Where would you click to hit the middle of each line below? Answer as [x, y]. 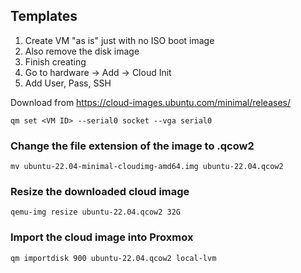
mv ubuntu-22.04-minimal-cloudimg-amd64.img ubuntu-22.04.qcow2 [147, 167]
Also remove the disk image [82, 51]
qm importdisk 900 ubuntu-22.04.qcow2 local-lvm [113, 258]
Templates [44, 16]
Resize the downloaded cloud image [100, 192]
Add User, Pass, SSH [68, 83]
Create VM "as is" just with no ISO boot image [119, 40]
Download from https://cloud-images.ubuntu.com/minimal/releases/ [150, 102]
